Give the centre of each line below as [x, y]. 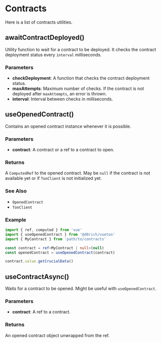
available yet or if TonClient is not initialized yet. [54, 178]
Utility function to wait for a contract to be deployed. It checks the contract [80, 49]
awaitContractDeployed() [45, 38]
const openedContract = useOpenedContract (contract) [60, 253]
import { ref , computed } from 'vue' [44, 230]
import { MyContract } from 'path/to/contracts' [56, 239]
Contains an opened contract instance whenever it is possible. [68, 126]
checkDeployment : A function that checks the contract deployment [81, 78]
